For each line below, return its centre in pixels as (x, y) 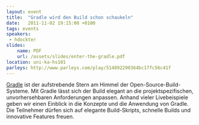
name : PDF (30, 51)
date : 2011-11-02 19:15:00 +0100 (51, 23)
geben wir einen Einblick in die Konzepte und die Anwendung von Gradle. (97, 104)
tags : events (23, 29)
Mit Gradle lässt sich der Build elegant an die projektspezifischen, (112, 91)
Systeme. (18, 91)
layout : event (24, 12)
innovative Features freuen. (40, 117)
